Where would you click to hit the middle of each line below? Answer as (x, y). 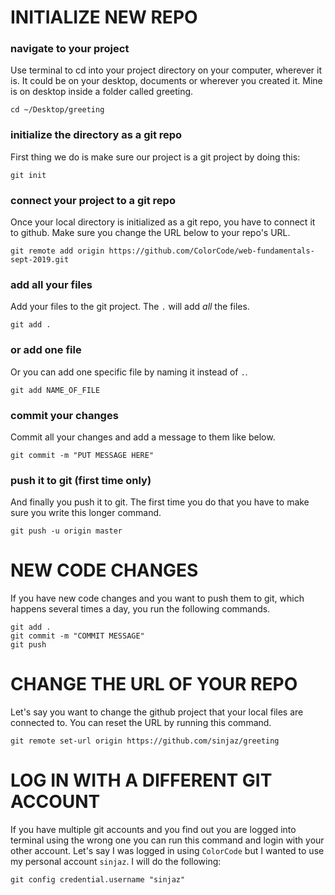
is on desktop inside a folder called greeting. (102, 92)
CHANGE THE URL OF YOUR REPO (154, 684)
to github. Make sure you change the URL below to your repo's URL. (150, 233)
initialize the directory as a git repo (96, 135)
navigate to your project (70, 49)
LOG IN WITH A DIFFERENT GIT (141, 780)
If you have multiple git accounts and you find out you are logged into (153, 830)
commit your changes (64, 415)
